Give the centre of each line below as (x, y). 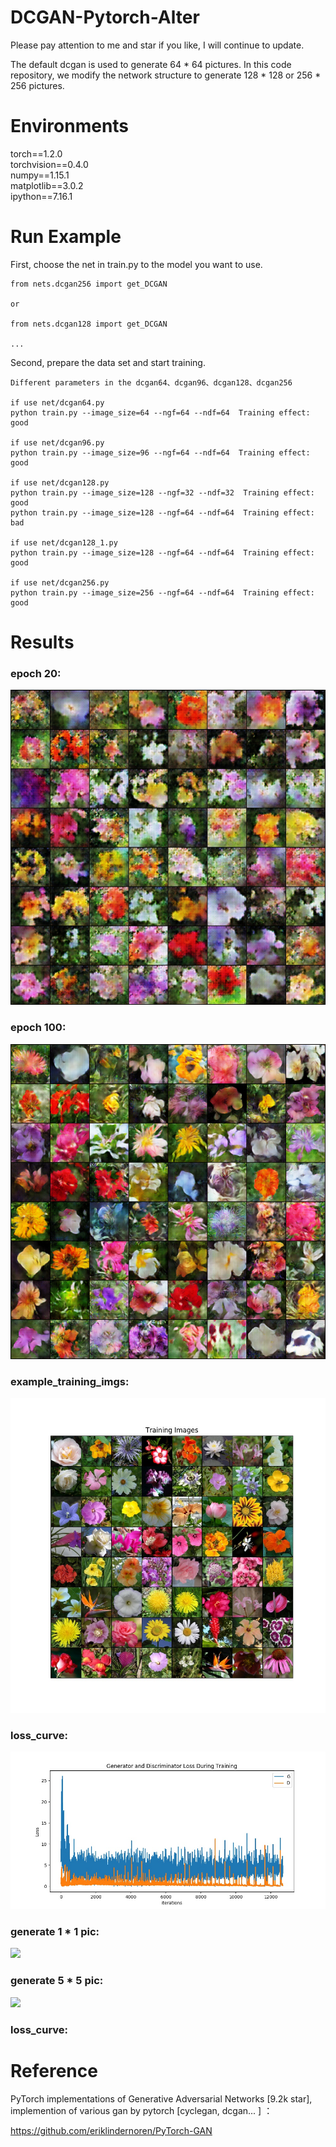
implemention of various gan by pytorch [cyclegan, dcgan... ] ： (141, 2110)
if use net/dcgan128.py (60, 482)
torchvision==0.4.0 (49, 164)
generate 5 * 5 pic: (57, 1981)
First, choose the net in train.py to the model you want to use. (136, 264)
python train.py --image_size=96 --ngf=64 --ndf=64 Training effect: (160, 452)
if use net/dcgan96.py (57, 442)
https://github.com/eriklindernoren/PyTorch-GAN (111, 2130)
